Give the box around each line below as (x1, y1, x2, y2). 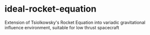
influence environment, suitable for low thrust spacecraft (4, 24, 120, 30)
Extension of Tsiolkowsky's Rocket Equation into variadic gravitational (4, 19, 146, 25)
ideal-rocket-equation (4, 3, 97, 15)
